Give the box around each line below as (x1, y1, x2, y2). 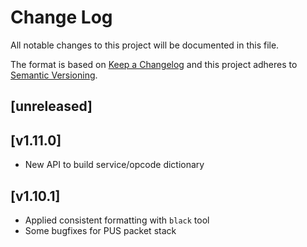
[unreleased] (10, 98, 93, 115)
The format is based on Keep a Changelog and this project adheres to (10, 58, 298, 70)
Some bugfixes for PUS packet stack (24, 224, 177, 236)
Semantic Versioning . (10, 69, 98, 81)
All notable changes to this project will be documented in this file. (10, 39, 280, 51)
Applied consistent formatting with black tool (24, 214, 210, 226)
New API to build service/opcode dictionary (24, 159, 205, 171)
